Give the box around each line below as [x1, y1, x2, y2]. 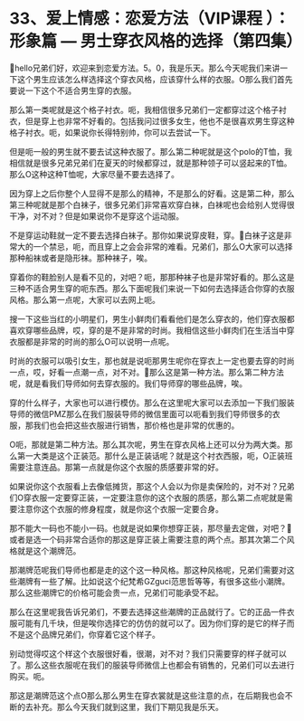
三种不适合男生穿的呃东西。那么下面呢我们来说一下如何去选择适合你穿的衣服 [9, 282, 295, 294]
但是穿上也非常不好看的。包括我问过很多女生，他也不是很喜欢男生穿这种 [24, 115, 295, 127]
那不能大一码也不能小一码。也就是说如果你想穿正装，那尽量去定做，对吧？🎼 [9, 522, 292, 534]
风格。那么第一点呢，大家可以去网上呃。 [9, 294, 160, 305]
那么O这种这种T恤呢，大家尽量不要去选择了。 [9, 168, 179, 179]
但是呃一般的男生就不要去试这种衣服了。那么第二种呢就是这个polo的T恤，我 [9, 146, 292, 157]
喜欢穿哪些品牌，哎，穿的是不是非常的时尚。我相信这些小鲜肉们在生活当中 [9, 325, 287, 336]
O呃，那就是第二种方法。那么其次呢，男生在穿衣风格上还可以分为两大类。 [9, 439, 285, 450]
